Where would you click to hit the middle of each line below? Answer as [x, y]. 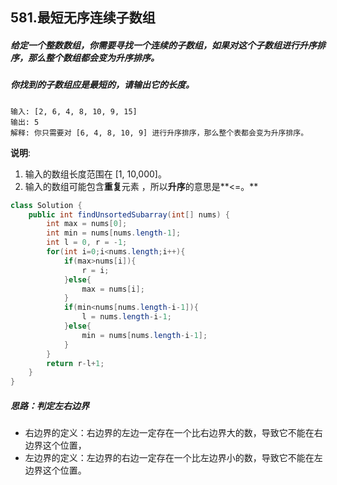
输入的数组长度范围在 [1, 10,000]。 [95, 174]
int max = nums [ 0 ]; [87, 224]
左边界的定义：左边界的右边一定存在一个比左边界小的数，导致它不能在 [169, 458]
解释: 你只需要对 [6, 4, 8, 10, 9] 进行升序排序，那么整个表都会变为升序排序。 [159, 133]
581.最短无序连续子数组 [83, 18]
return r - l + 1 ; [75, 363]
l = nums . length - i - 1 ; [126, 317]
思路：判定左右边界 [50, 405]
